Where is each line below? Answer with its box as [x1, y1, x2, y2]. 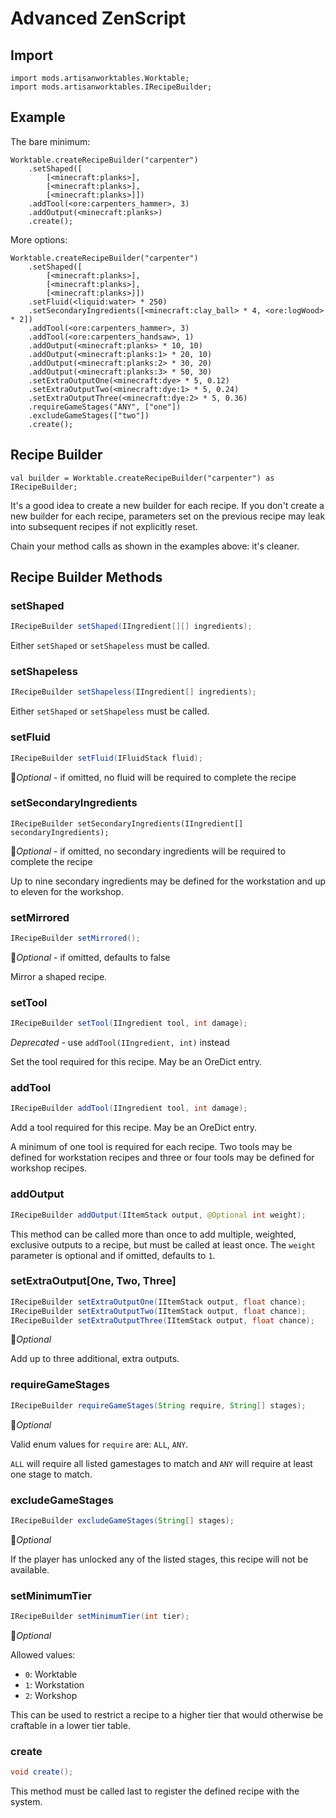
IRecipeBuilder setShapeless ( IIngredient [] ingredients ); [10, 687, 257, 697]
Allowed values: [10, 1648, 76, 1661]
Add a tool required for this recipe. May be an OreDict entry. [10, 1122, 258, 1134]
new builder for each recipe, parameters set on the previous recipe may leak [10, 510, 326, 522]
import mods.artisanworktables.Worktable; [10, 73, 190, 83]
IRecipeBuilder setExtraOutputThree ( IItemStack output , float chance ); [10, 1315, 315, 1326]
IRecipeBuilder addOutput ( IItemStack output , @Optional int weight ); [10, 1210, 307, 1220]
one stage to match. [10, 1468, 93, 1480]
